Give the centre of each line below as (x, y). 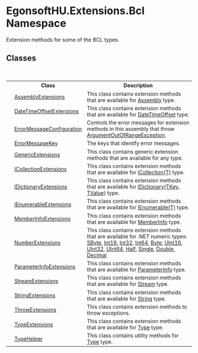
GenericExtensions (37, 155)
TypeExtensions (34, 324)
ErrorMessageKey (36, 143)
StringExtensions (35, 295)
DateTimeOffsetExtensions (47, 111)
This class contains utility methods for (133, 336)
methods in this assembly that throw (131, 129)
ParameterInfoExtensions (45, 266)
